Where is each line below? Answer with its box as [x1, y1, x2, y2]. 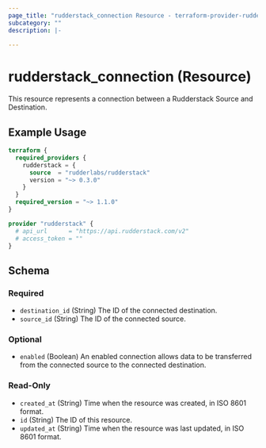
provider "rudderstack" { [8, 220, 93, 228]
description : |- [8, 26, 62, 34]
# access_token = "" [15, 235, 83, 243]
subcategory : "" [8, 19, 62, 27]
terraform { [8, 147, 47, 155]
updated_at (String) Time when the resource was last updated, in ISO [19, 423, 245, 433]
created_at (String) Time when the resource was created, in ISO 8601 [19, 398, 247, 408]
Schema [8, 263, 50, 278]
